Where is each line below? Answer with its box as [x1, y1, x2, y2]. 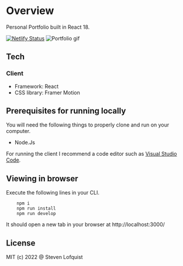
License [6, 238, 36, 248]
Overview [6, 4, 54, 18]
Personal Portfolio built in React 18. [6, 23, 90, 30]
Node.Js [14, 139, 35, 146]
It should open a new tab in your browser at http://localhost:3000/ [6, 221, 165, 228]
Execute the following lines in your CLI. [6, 189, 99, 196]
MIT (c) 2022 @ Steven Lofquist [6, 254, 83, 261]
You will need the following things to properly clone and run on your [6, 121, 170, 128]
